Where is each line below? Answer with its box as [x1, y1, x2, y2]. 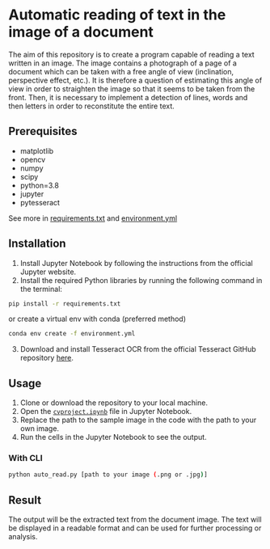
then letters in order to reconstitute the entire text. [8, 101, 175, 111]
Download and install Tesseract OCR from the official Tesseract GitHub [19, 344, 256, 354]
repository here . [19, 353, 74, 363]
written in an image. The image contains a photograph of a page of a [8, 58, 237, 68]
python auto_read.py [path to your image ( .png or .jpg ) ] [8, 471, 208, 479]
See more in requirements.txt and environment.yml [8, 213, 178, 223]
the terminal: [19, 284, 63, 294]
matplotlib [19, 146, 54, 155]
